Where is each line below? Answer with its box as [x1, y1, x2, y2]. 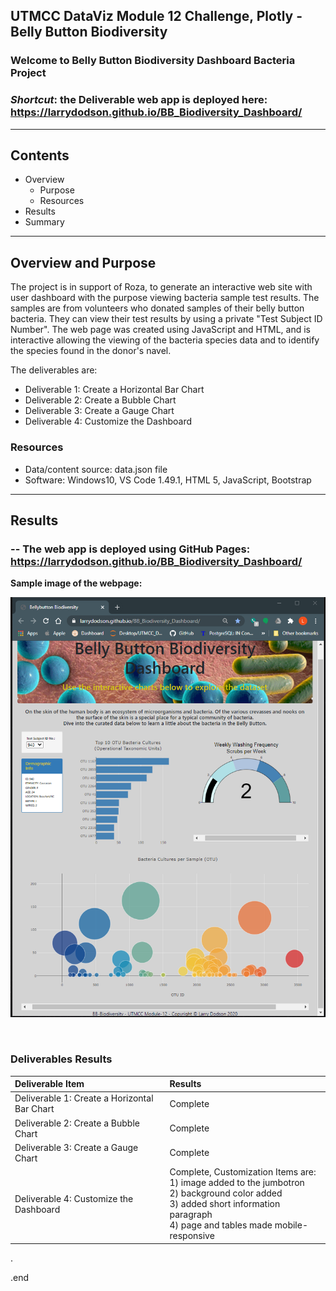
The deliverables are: [10, 364, 98, 376]
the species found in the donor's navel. [10, 345, 172, 357]
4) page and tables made [169, 1219, 273, 1231]
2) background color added [169, 1187, 283, 1199]
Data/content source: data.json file [24, 463, 168, 475]
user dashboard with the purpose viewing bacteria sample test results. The [10, 292, 320, 304]
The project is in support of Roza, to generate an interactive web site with [10, 281, 313, 293]
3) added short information [169, 1198, 281, 1210]
